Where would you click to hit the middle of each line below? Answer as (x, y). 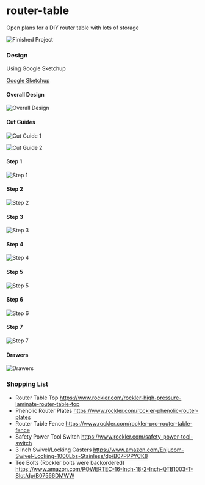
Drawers (17, 355)
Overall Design (25, 94)
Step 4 (15, 244)
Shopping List (27, 384)
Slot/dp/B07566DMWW (45, 475)
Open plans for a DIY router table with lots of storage (73, 28)
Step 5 (15, 272)
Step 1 (14, 161)
